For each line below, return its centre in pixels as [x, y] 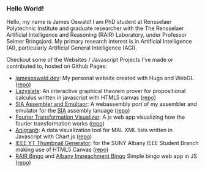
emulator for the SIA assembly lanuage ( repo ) [73, 111]
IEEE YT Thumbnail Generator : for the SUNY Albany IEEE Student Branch [107, 143]
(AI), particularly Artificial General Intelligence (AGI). [72, 48]
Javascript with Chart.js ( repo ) [54, 136]
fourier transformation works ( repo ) [60, 124]
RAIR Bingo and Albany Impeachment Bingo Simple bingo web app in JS [106, 156]
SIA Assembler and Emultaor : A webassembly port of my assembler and [106, 104]
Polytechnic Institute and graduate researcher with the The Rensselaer [95, 28]
